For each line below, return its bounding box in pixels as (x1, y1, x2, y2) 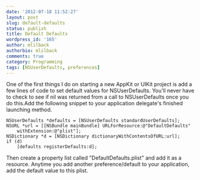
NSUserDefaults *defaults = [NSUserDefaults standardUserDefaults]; (6, 118, 180, 124)
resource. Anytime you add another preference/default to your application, (6, 161, 190, 168)
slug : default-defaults (6, 20, 66, 26)
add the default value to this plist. (6, 167, 88, 174)
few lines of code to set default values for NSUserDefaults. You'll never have (6, 87, 195, 94)
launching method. (6, 106, 53, 114)
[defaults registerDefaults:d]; (17, 144, 97, 150)
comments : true (6, 53, 44, 59)
